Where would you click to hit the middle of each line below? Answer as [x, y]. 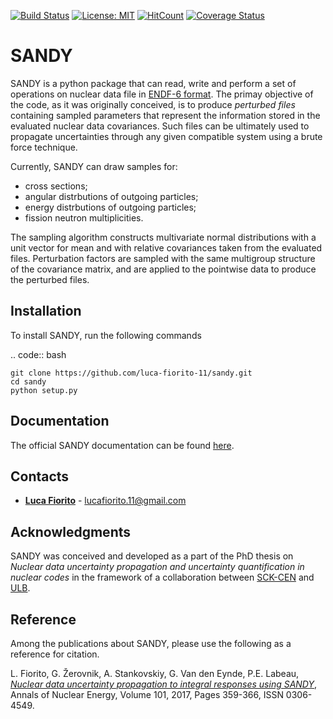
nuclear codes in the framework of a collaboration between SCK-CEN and [162, 577]
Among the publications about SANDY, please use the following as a [151, 643]
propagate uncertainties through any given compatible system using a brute [166, 136]
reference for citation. [55, 654]
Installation [46, 311]
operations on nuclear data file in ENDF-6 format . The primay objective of [162, 94]
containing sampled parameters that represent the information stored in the [165, 115]
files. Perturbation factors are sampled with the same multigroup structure [163, 258]
